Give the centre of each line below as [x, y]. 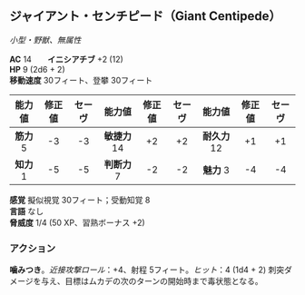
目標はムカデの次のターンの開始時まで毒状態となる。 [164, 281]
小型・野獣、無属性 [45, 40]
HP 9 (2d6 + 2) [37, 69]
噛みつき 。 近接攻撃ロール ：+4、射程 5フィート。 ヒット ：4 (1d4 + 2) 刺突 [147, 270]
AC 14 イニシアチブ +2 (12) [67, 59]
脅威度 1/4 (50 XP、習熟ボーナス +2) [77, 222]
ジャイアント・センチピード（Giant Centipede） [145, 16]
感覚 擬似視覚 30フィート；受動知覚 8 [80, 200]
